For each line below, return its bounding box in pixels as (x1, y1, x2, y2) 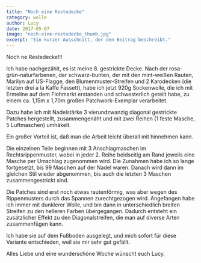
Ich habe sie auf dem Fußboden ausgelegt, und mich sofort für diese (6, 232, 176, 239)
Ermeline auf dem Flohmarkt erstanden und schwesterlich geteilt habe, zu (6, 91, 190, 97)
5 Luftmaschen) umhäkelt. (6, 122, 71, 128)
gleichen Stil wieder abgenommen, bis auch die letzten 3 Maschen (6, 170, 172, 178)
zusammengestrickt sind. (6, 177, 69, 184)
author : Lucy (6, 20, 39, 26)
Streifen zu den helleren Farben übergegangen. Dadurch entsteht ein (6, 208, 178, 214)
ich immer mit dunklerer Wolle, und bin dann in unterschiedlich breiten (6, 201, 181, 208)
